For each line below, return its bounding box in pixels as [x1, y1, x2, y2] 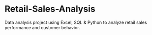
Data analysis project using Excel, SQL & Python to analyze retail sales [4, 19, 147, 25]
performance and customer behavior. [4, 24, 80, 30]
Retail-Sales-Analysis [4, 3, 95, 15]
